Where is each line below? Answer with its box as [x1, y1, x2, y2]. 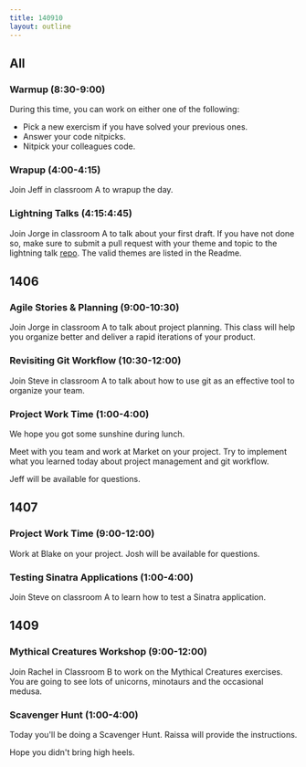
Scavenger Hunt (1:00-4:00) [9, 709, 139, 721]
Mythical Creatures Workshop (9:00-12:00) [9, 646, 207, 658]
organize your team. [9, 384, 85, 395]
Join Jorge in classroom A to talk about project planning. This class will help [9, 321, 295, 333]
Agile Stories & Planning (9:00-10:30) [9, 301, 180, 314]
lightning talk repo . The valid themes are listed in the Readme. [9, 247, 242, 258]
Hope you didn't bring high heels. [9, 747, 135, 758]
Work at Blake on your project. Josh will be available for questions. [9, 548, 260, 559]
